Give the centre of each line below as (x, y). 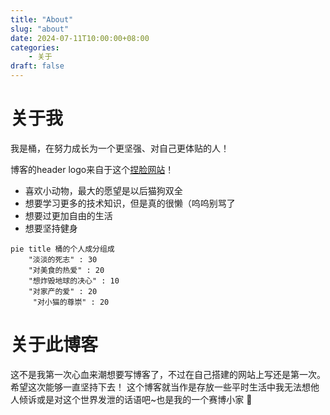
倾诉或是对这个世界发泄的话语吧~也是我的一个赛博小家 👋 (135, 399)
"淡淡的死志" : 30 (63, 259)
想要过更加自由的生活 (68, 215)
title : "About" (42, 19)
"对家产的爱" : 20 (63, 291)
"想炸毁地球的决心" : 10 (74, 281)
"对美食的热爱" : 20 (66, 270)
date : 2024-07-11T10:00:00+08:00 (80, 38)
